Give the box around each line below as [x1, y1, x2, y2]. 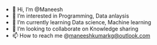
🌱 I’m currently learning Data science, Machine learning [12, 19, 152, 26]
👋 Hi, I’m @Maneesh [12, 6, 63, 13]
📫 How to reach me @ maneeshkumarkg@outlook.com [12, 32, 151, 39]
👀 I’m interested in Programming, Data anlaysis [12, 12, 130, 19]
